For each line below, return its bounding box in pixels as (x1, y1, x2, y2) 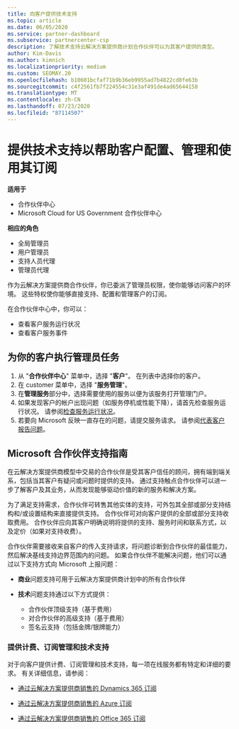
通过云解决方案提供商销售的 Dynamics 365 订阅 (17, 684, 157, 692)
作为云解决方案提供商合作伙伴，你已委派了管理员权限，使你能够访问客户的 (7, 280, 225, 289)
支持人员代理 (17, 256, 55, 265)
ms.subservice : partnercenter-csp (7, 37, 110, 44)
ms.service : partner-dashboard (7, 30, 100, 38)
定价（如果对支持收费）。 (13, 527, 85, 536)
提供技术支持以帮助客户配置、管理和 (7, 142, 219, 158)
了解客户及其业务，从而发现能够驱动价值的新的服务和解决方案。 (13, 486, 200, 494)
